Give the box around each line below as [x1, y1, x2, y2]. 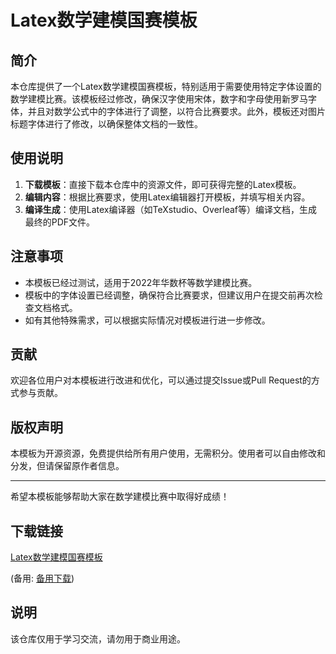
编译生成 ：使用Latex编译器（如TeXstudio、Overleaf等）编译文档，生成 [24, 203, 318, 215]
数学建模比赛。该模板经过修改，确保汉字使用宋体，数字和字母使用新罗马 [10, 93, 308, 105]
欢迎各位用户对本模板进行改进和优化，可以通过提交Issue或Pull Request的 [10, 374, 312, 386]
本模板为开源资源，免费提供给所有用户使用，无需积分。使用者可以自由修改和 [10, 447, 326, 460]
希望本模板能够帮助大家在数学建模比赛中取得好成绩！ [10, 491, 230, 503]
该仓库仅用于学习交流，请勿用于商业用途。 [10, 632, 186, 645]
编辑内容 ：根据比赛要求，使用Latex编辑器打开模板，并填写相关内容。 [24, 191, 311, 203]
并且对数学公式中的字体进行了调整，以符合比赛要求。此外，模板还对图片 [27, 106, 326, 117]
